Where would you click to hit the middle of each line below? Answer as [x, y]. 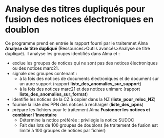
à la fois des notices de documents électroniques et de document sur [89, 79]
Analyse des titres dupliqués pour [75, 9]
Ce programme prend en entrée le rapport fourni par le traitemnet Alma [76, 43]
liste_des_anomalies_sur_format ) [54, 94]
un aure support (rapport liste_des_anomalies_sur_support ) [80, 83]
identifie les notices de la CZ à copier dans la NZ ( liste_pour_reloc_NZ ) [84, 99]
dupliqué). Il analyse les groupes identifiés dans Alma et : [62, 53]
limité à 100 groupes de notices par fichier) [62, 130]
